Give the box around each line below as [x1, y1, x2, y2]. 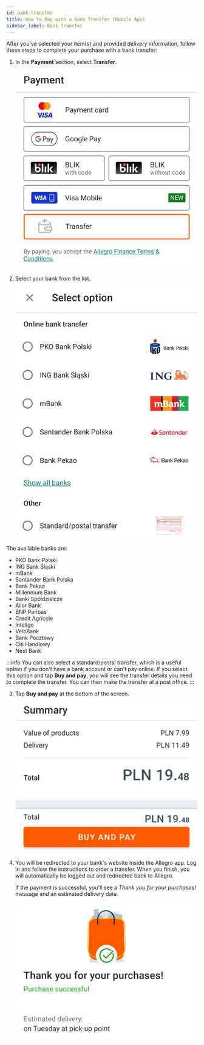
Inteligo [15, 621, 35, 628]
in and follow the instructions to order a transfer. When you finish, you [15, 865, 190, 873]
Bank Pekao [15, 582, 46, 590]
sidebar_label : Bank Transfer [6, 23, 83, 29]
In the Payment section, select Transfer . [15, 58, 117, 66]
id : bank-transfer [6, 10, 53, 16]
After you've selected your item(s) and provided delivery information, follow [6, 40, 195, 47]
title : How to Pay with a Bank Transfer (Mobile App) [6, 16, 146, 23]
